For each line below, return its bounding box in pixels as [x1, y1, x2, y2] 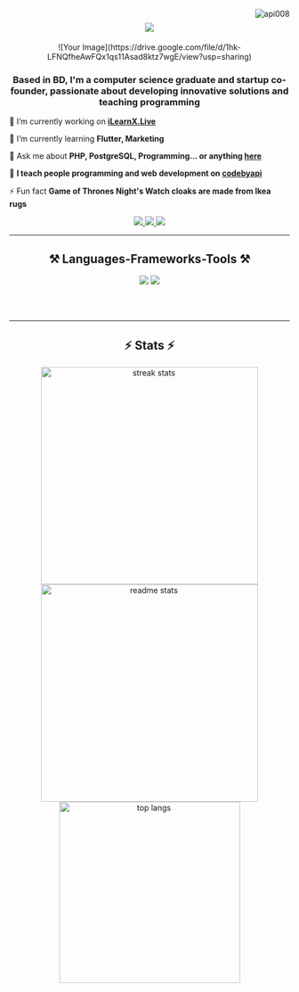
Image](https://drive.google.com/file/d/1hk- [82, 41, 242, 53]
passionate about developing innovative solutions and [49, 85, 289, 97]
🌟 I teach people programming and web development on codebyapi [9, 168, 263, 178]
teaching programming [99, 95, 200, 108]
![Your [57, 41, 81, 53]
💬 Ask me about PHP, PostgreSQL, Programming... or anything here [9, 151, 263, 161]
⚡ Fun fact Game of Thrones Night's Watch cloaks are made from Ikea [9, 186, 271, 196]
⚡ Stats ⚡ [124, 338, 175, 353]
